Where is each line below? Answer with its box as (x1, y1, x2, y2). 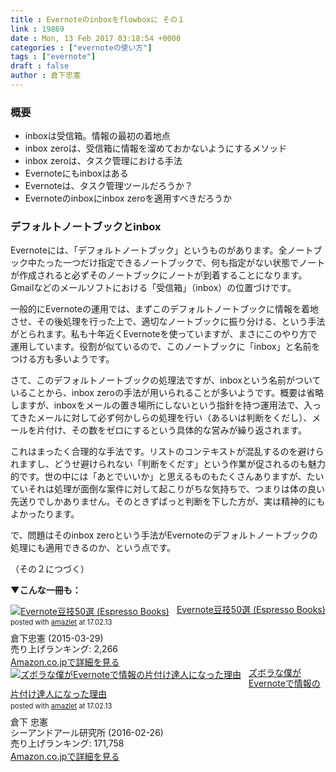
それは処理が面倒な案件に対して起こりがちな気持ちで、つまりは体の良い (27, 483, 326, 495)
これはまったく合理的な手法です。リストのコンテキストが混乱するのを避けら (10, 446, 325, 458)
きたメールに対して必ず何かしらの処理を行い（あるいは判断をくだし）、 (18, 412, 313, 424)
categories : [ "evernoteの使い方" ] (10, 42, 153, 53)
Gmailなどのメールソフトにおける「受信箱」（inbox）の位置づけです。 (10, 282, 297, 294)
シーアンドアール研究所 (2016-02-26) (10, 726, 164, 738)
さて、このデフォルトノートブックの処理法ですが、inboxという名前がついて (10, 374, 322, 386)
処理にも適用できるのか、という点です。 (10, 542, 177, 554)
